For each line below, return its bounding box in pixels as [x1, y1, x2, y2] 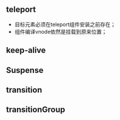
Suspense [6, 65, 44, 75]
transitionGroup [6, 105, 66, 115]
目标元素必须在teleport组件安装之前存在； [14, 20, 116, 28]
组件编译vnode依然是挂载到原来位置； [14, 28, 107, 35]
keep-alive [6, 45, 46, 55]
